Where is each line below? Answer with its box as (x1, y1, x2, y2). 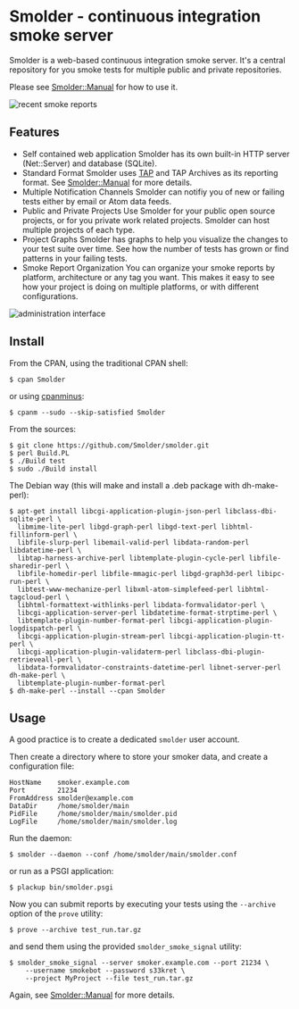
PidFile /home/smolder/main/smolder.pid (9, 810, 178, 819)
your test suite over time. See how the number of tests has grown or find (21, 243, 289, 254)
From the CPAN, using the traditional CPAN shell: (9, 357, 188, 368)
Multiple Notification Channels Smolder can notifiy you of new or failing (21, 186, 286, 197)
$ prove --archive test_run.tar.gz (9, 926, 142, 935)
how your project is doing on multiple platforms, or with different (21, 281, 259, 292)
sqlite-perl (9, 514, 54, 523)
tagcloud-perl (9, 592, 62, 602)
